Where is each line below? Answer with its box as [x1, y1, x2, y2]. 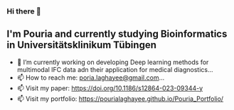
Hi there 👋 [6, 6, 42, 16]
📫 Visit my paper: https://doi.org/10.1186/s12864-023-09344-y [16, 84, 203, 92]
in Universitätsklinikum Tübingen [6, 39, 157, 51]
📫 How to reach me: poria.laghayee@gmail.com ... [16, 73, 165, 82]
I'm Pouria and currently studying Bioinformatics [6, 28, 228, 40]
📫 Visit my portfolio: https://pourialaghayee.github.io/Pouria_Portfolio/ [16, 94, 224, 103]
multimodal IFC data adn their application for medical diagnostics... [16, 65, 214, 73]
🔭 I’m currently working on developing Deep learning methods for [16, 58, 209, 66]
